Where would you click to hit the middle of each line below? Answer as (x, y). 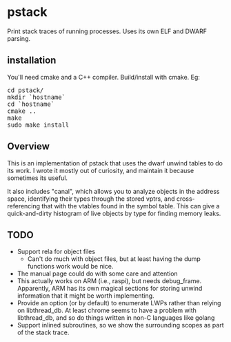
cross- (185, 199)
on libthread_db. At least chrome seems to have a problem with (107, 310)
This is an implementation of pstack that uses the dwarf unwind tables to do (115, 163)
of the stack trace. (43, 332)
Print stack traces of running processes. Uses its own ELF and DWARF (107, 31)
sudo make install (38, 125)
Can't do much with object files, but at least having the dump (114, 259)
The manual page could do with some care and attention (97, 273)
